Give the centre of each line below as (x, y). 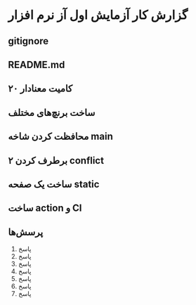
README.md (37, 64)
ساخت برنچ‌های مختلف (52, 112)
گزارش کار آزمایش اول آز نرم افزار (98, 15)
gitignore (28, 41)
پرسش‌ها (26, 232)
